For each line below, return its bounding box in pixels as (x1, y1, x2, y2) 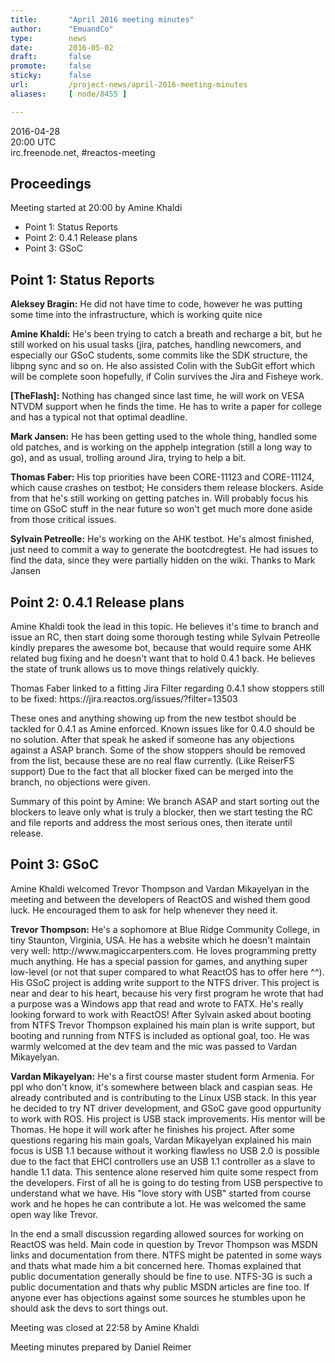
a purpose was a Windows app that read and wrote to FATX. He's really (10, 997, 304, 1010)
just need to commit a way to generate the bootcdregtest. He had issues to (10, 544, 319, 556)
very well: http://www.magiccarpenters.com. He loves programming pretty (10, 944, 317, 956)
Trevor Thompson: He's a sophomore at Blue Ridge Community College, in (10, 923, 320, 935)
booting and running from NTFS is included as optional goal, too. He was (10, 1029, 310, 1041)
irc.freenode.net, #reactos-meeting (10, 146, 156, 158)
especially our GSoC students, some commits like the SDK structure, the (10, 349, 308, 361)
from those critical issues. (10, 514, 117, 526)
